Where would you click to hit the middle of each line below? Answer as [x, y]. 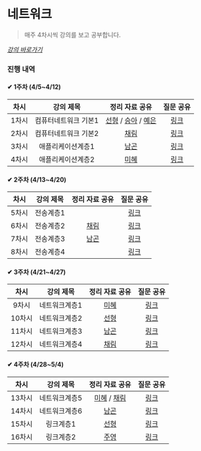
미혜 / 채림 [110, 398]
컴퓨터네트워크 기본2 [67, 134]
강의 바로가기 [25, 49]
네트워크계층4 [61, 344]
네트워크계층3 [61, 332]
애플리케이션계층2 [67, 160]
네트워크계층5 [61, 398]
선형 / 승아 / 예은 [131, 121]
